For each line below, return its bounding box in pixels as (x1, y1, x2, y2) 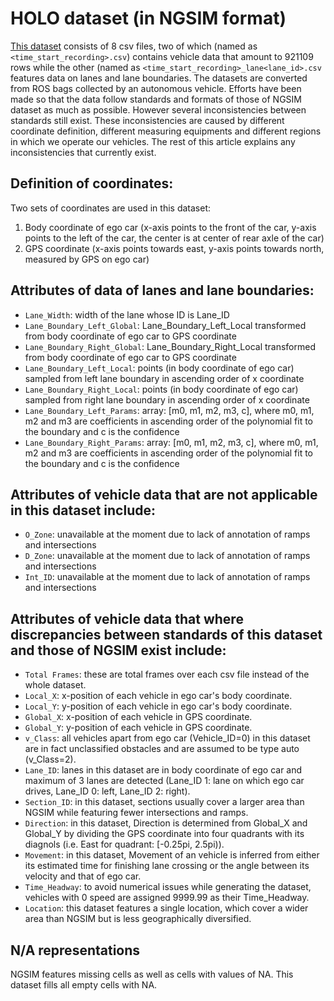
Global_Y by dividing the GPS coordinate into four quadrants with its (24, 828, 305, 840)
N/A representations (10, 942, 141, 959)
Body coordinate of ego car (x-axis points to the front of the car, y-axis (24, 221, 317, 233)
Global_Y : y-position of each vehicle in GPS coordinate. (24, 722, 253, 734)
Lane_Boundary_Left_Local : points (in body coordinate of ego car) (24, 362, 295, 374)
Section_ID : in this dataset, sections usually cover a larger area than (24, 796, 305, 808)
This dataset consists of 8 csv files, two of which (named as (10, 40, 258, 52)
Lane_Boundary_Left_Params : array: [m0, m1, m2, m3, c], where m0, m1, (24, 404, 315, 416)
